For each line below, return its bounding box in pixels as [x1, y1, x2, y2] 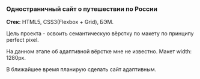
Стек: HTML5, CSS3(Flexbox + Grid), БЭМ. [6, 19, 114, 26]
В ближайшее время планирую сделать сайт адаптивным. [6, 66, 157, 73]
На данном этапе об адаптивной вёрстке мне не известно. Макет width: [6, 48, 192, 55]
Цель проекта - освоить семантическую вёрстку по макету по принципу [6, 30, 194, 37]
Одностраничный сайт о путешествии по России [6, 5, 158, 13]
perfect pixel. [6, 37, 39, 44]
